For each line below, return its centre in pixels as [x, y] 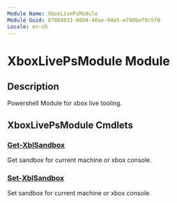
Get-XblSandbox [36, 145]
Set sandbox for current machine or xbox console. [79, 193]
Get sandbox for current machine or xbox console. [79, 160]
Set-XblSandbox [36, 178]
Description [33, 87]
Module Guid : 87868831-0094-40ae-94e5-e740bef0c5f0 [84, 20]
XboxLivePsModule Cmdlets [70, 125]
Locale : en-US [28, 26]
